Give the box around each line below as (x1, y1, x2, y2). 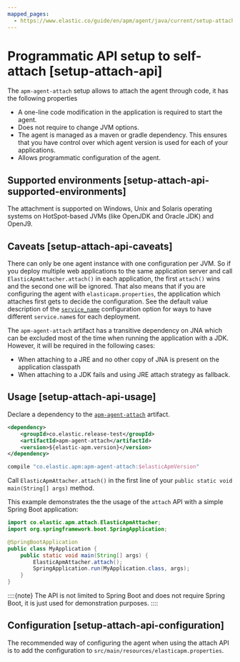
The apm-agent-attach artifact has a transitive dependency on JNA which (7, 326, 223, 335)
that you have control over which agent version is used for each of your (17, 139, 229, 147)
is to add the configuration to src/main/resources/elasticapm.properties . (7, 646, 224, 654)
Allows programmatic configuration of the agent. (17, 154, 161, 162)
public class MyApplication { (7, 545, 98, 552)
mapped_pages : (7, 10, 50, 18)
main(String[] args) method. (7, 483, 95, 493)
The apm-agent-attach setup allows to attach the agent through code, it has (7, 86, 229, 95)
